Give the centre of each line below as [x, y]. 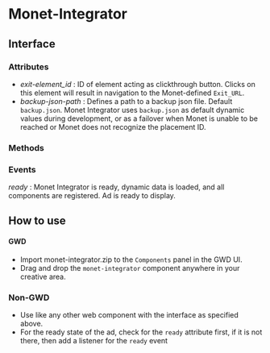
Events [22, 169]
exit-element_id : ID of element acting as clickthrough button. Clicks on [137, 84]
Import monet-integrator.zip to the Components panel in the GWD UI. [131, 260]
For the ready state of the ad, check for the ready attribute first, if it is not [141, 332]
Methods [26, 147]
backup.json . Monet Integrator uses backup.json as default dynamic [132, 110]
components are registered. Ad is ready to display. [92, 196]
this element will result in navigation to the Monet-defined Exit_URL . [132, 93]
